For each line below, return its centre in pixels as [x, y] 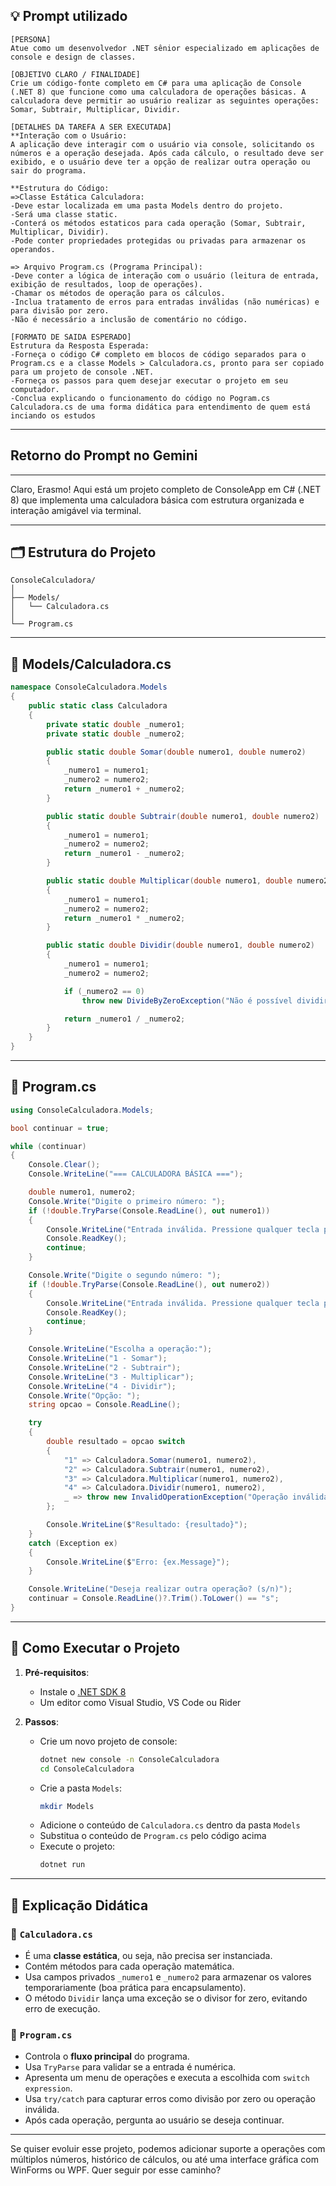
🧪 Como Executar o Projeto [95, 1648]
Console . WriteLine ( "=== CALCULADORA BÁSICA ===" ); [136, 1174]
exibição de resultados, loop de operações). [106, 284]
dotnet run [62, 1865]
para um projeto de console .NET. [82, 372]
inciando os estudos [53, 415]
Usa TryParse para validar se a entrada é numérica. [130, 2067]
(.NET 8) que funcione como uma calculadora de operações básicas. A [158, 92]
